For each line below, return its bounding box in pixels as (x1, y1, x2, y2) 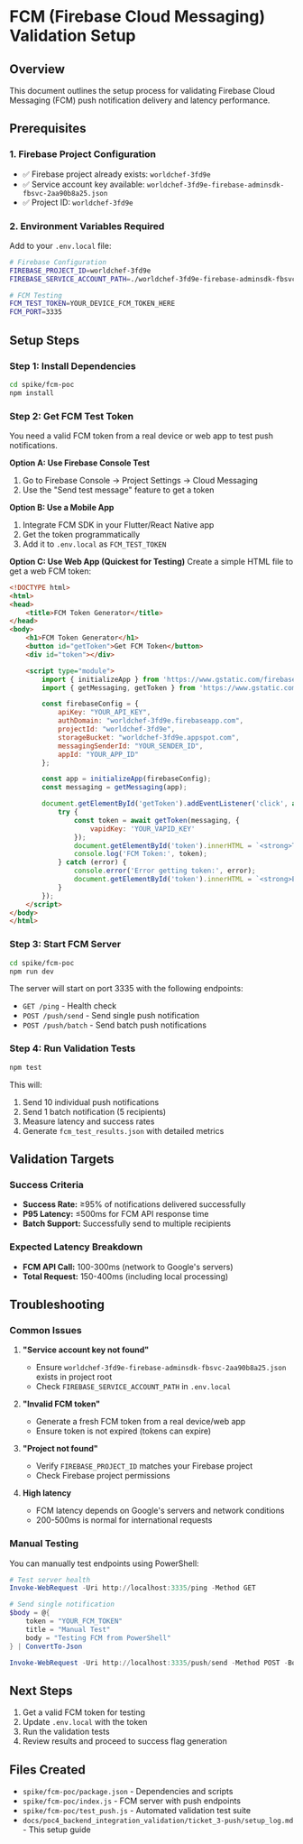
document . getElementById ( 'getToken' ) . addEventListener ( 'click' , (41, 799, 289, 808)
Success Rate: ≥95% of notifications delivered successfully (22, 1199, 246, 1210)
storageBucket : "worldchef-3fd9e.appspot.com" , (57, 733, 241, 742)
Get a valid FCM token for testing (22, 1707, 146, 1718)
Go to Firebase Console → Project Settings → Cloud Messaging (22, 475, 259, 485)
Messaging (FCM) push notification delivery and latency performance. (9, 95, 271, 106)
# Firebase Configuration (9, 257, 106, 267)
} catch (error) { (57, 858, 127, 867)
